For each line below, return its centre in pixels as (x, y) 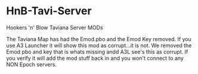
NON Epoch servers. (31, 64)
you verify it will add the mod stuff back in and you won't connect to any (95, 58)
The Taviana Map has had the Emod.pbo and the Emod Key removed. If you (99, 39)
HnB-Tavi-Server (49, 11)
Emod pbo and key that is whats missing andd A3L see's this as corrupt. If (97, 51)
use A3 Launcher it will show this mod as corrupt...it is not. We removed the (99, 45)
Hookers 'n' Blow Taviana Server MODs (55, 27)
